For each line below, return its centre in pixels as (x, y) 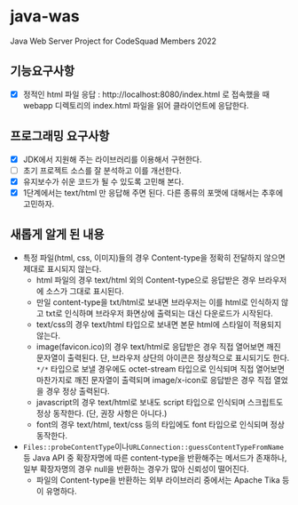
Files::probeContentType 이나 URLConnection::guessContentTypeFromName (153, 446)
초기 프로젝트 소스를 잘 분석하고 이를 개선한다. (102, 170)
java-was (45, 16)
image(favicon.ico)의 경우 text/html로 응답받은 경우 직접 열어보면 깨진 (159, 346)
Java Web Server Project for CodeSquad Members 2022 (113, 41)
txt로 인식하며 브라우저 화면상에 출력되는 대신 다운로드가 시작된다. (159, 313)
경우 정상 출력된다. (78, 391)
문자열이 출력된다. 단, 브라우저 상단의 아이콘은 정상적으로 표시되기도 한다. (163, 357)
